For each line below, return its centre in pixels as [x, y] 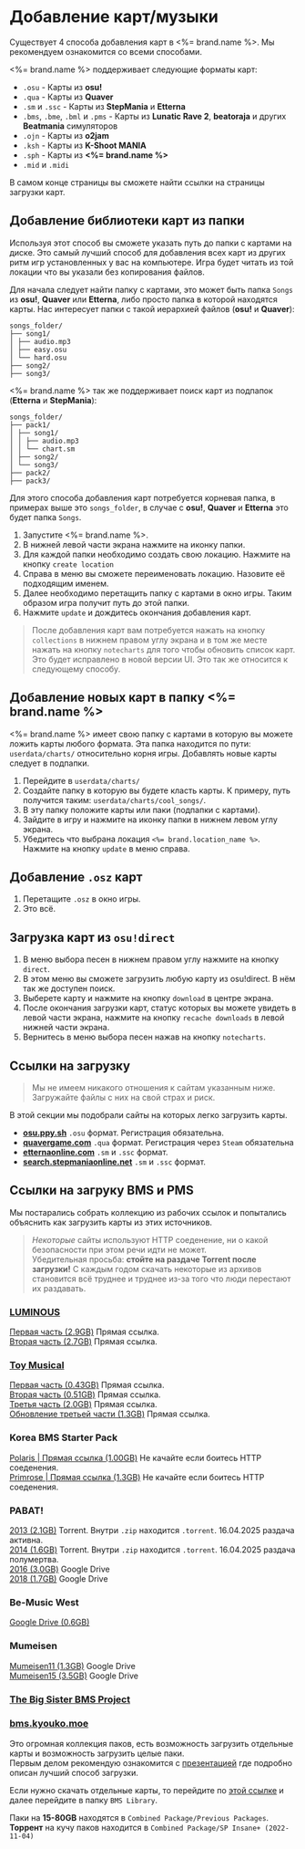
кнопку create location [68, 564]
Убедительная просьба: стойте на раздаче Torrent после [144, 1259]
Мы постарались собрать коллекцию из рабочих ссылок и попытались [148, 1212]
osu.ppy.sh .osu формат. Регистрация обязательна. [123, 1133]
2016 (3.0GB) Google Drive [60, 1569]
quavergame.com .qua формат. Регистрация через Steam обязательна [158, 1142]
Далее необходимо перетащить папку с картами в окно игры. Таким [157, 593]
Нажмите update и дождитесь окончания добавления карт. [137, 612]
